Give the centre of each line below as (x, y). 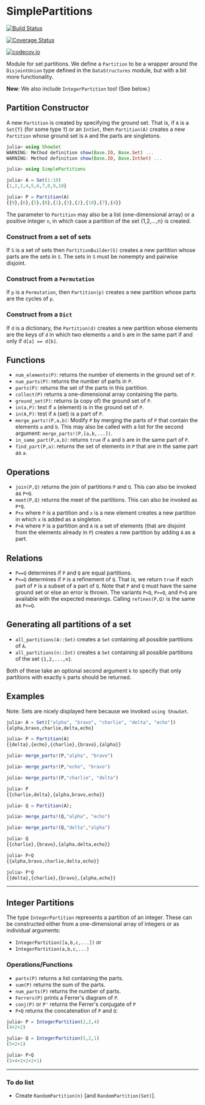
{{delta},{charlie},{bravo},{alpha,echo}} (61, 878)
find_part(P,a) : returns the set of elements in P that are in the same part (106, 446)
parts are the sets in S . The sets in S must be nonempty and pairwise (92, 257)
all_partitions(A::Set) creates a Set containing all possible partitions (104, 639)
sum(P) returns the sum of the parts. (60, 984)
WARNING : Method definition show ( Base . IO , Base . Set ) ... (80, 152)
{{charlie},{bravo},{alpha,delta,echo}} (59, 845)
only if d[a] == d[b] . (32, 341)
